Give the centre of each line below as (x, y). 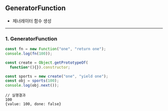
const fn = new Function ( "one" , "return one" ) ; (56, 49)
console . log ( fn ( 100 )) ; (29, 54)
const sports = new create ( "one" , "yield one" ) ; (57, 76)
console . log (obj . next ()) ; (32, 86)
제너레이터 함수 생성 (32, 21)
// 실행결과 (15, 96)
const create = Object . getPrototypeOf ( (47, 62)
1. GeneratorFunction (31, 38)
